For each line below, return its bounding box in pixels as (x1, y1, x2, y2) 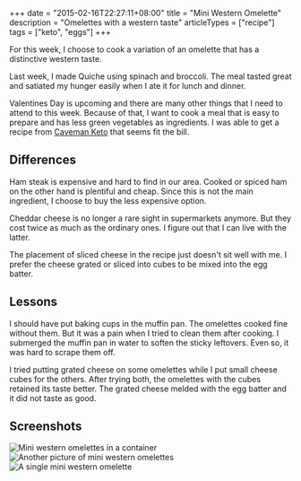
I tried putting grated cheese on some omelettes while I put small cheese (9, 363, 278, 375)
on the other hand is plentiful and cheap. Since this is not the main (9, 186, 254, 197)
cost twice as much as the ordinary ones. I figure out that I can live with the (9, 222, 287, 232)
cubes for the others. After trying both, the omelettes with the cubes (9, 373, 262, 384)
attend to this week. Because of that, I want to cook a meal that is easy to (9, 108, 279, 118)
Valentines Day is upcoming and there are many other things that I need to (9, 98, 284, 109)
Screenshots (9, 419, 82, 434)
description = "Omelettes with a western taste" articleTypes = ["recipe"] (9, 17, 275, 28)
